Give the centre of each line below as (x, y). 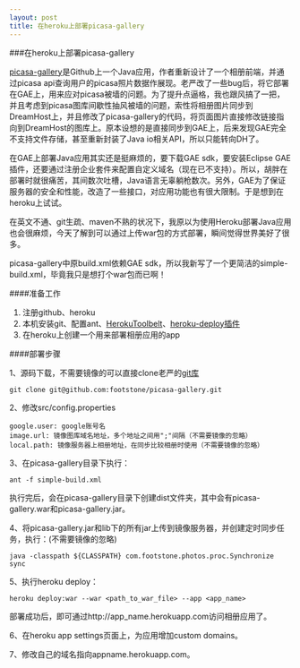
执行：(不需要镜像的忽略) (71, 539)
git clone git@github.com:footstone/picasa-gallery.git (116, 390)
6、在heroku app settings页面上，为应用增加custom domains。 (126, 635)
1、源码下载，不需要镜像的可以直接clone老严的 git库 (104, 373)
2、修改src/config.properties (63, 407)
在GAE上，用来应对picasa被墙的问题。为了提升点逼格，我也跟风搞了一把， (147, 94)
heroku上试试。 (38, 202)
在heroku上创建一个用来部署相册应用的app (101, 334)
